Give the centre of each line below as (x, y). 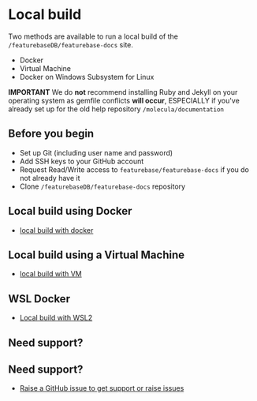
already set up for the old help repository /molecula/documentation (116, 109)
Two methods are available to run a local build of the (93, 36)
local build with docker (56, 230)
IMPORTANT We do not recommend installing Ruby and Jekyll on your (123, 92)
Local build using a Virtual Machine (97, 255)
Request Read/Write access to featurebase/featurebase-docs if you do (134, 169)
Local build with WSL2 (56, 318)
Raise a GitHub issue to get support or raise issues (102, 388)
